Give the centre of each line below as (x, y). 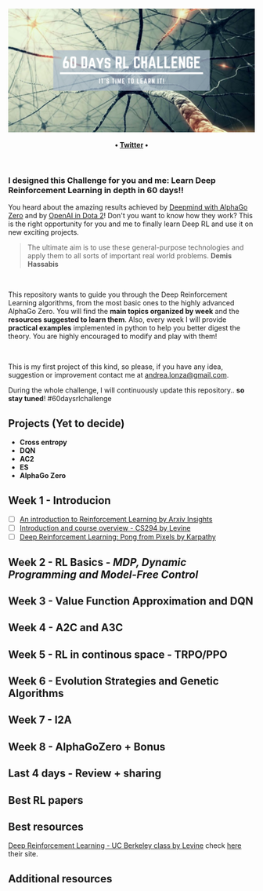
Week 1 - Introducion (59, 500)
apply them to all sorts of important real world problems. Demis (130, 256)
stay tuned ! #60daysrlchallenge (60, 399)
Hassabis (43, 265)
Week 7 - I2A (40, 720)
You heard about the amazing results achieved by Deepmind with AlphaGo (128, 207)
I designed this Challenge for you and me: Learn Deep (112, 180)
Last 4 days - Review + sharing (85, 774)
